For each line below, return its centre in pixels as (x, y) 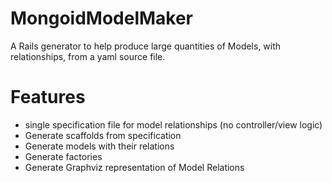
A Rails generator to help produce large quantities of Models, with (146, 46)
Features (48, 97)
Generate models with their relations (99, 146)
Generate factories (63, 156)
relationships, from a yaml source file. (88, 56)
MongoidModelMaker (102, 18)
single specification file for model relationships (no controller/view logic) (173, 124)
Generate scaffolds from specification (103, 135)
